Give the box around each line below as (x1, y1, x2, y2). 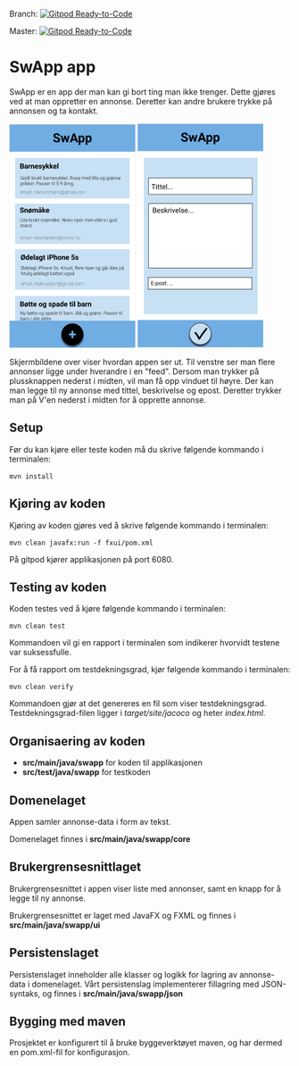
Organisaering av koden (9, 733, 145, 749)
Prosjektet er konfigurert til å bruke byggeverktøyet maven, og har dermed (9, 1037, 283, 1048)
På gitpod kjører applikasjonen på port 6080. (9, 554, 174, 564)
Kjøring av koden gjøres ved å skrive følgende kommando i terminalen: (9, 520, 270, 530)
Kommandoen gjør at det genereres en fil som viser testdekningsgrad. (9, 698, 267, 709)
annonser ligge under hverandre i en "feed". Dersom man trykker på (9, 366, 260, 377)
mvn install (9, 471, 54, 481)
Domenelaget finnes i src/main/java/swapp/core (9, 834, 191, 844)
